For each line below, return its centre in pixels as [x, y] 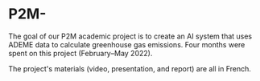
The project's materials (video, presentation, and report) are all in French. [130, 68]
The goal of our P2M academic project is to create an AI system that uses [130, 36]
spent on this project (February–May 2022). [80, 53]
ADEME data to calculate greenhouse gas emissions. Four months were [127, 44]
